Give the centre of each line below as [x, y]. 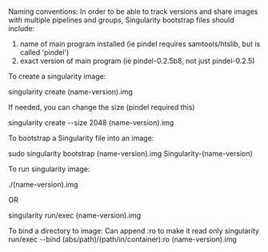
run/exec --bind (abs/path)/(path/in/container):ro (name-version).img [123, 239]
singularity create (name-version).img [71, 92]
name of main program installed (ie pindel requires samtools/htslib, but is [140, 44]
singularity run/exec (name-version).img [75, 215]
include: [22, 28]
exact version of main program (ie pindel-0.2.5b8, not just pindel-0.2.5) [137, 61]
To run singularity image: [49, 169]
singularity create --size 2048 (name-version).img [91, 122]
